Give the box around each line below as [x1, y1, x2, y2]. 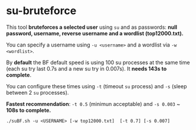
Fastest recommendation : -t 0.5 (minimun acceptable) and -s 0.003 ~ [6, 100, 181, 107]
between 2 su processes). [6, 89, 69, 96]
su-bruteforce [6, 4, 77, 18]
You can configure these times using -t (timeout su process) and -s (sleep [6, 82, 187, 89]
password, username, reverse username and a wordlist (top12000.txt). [6, 29, 184, 36]
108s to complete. [6, 106, 51, 114]
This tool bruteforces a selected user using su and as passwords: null [6, 24, 178, 31]
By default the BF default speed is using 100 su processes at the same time [6, 59, 190, 66]
